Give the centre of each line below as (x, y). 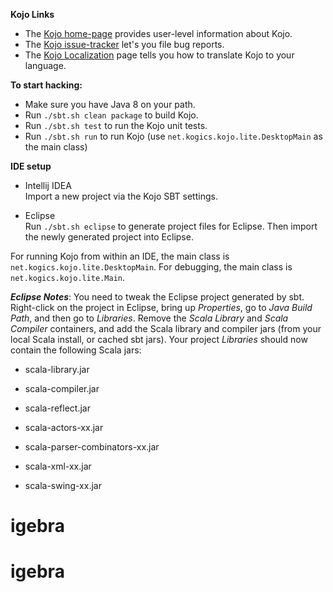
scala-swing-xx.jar (63, 485)
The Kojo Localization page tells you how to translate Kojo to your (159, 55)
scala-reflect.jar (57, 408)
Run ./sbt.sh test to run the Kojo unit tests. (116, 125)
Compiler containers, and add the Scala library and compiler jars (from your (166, 328)
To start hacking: (46, 85)
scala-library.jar (57, 369)
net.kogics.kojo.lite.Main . (68, 277)
